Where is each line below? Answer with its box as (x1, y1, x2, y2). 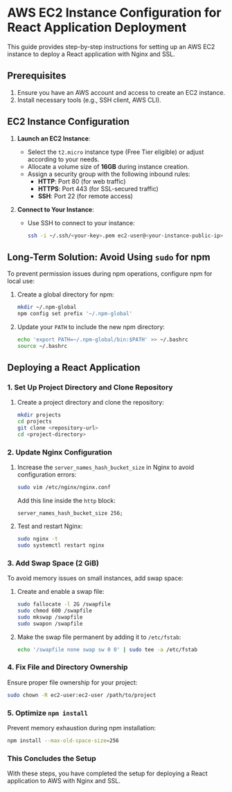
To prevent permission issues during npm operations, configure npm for (7, 270, 213, 278)
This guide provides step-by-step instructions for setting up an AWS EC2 (7, 42, 215, 51)
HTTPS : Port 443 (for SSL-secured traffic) (37, 184, 159, 193)
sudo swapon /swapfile (17, 620, 83, 627)
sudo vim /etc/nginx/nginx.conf (17, 484, 111, 491)
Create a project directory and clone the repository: (17, 398, 164, 407)
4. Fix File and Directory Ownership (7, 662, 128, 672)
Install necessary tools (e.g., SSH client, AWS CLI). (17, 96, 161, 104)
